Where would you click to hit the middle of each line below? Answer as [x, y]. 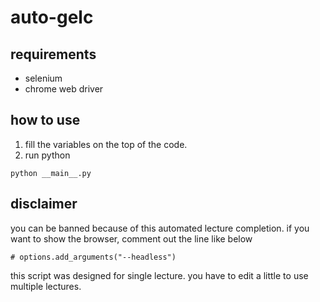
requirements [53, 54]
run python [47, 155]
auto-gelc [52, 17]
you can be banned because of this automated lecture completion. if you [160, 228]
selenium [43, 78]
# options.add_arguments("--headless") [93, 257]
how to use [45, 120]
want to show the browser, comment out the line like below [131, 238]
